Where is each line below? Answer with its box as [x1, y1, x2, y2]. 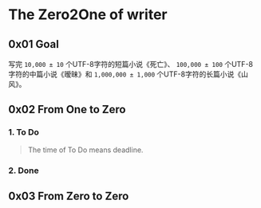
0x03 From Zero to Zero [8, 190, 129, 202]
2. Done [8, 165, 39, 176]
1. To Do [8, 127, 40, 138]
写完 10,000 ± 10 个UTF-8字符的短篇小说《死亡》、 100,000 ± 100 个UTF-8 [8, 60, 254, 69]
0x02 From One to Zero [8, 103, 126, 116]
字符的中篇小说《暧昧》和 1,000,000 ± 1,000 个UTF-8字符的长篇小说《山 [8, 69, 249, 79]
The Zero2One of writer [8, 6, 168, 24]
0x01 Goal [8, 37, 60, 51]
